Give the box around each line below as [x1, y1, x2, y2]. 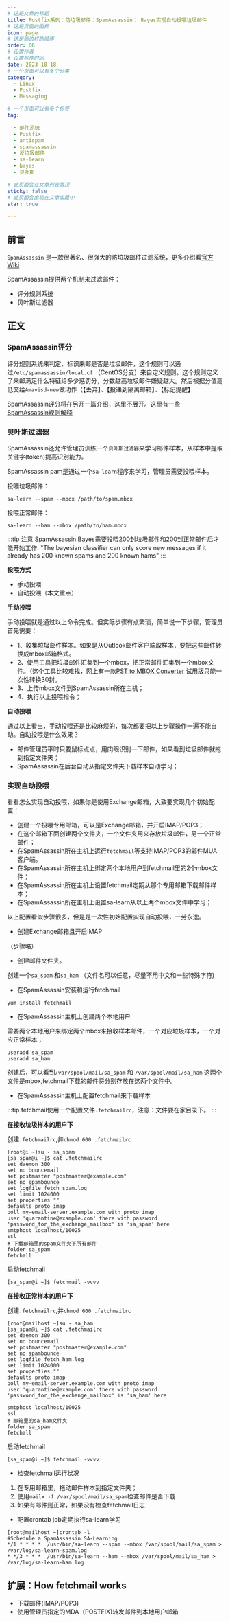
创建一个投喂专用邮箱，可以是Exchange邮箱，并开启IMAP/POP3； [16, 821, 204, 830]
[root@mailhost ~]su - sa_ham [7, 1320, 94, 1327]
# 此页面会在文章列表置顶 [7, 181, 70, 188]
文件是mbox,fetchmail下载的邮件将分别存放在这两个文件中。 [7, 1077, 177, 1085]
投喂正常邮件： [7, 509, 49, 517]
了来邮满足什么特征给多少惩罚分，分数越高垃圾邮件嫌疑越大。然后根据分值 [7, 376, 217, 385]
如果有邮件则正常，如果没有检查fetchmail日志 [16, 1501, 146, 1509]
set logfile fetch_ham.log [7, 1356, 84, 1363]
